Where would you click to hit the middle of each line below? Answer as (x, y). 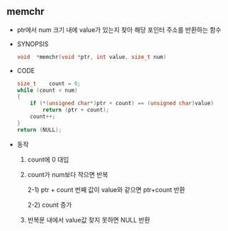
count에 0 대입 (48, 159)
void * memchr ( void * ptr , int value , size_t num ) (92, 57)
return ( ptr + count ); (76, 110)
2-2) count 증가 (50, 205)
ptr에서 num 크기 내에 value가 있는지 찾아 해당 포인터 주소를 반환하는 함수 (119, 29)
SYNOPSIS (33, 44)
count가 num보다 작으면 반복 (68, 174)
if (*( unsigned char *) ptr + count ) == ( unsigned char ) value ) (122, 103)
